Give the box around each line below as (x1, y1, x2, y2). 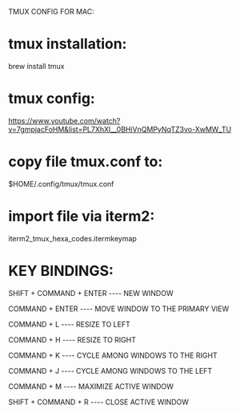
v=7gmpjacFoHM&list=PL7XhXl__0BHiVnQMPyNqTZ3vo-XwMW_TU (8, 124, 232, 134)
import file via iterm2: (8, 208, 155, 225)
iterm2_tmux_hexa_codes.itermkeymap (8, 233, 138, 243)
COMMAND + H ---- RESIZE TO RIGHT (8, 334, 136, 344)
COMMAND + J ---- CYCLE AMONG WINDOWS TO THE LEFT (8, 366, 213, 375)
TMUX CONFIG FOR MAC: (8, 7, 94, 16)
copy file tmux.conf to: (8, 152, 163, 171)
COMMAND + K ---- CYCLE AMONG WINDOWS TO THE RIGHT (8, 350, 218, 360)
